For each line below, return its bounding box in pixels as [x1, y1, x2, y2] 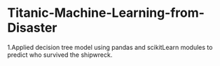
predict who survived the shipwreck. [7, 51, 113, 59]
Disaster [7, 20, 57, 36]
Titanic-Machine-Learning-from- [7, 5, 205, 21]
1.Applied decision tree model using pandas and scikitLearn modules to [7, 43, 213, 51]
